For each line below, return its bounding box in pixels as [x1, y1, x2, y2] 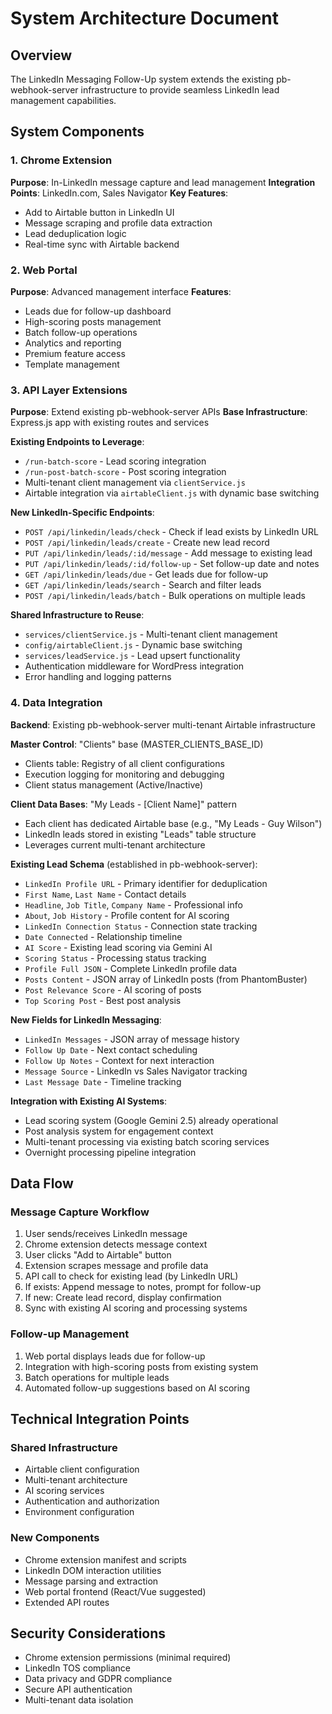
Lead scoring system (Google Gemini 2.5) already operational [24, 1114, 279, 1126]
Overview [10, 47, 73, 64]
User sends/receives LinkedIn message [24, 1228, 188, 1240]
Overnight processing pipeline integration [24, 1146, 197, 1158]
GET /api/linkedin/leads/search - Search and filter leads [24, 579, 262, 591]
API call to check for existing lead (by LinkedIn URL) [24, 1270, 239, 1282]
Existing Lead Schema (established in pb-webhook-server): [10, 858, 258, 870]
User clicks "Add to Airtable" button [24, 1249, 172, 1261]
